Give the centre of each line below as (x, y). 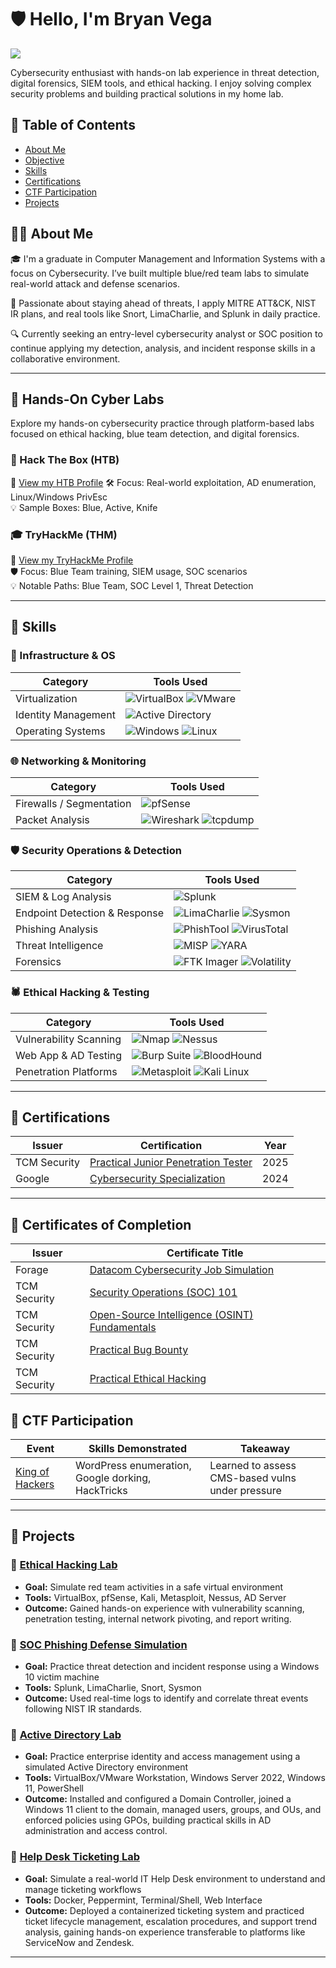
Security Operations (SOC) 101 (163, 1293)
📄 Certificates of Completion (101, 1224)
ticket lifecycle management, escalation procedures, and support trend (171, 1921)
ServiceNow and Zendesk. (79, 1942)
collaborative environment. (65, 358)
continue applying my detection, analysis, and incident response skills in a (163, 348)
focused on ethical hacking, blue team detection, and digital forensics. (155, 434)
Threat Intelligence (59, 946)
